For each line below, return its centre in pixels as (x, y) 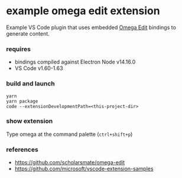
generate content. (28, 33)
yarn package (22, 101)
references (22, 150)
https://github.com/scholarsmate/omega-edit (70, 163)
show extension (30, 121)
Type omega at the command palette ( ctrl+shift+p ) (69, 134)
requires (19, 49)
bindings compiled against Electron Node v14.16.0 (75, 62)
